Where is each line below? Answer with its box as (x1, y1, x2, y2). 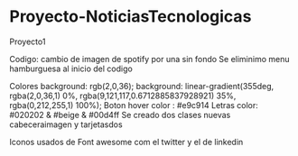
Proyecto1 (9, 36, 46, 47)
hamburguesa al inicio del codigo (9, 63, 133, 74)
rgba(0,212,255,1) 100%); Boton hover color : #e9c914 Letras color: (9, 99, 259, 110)
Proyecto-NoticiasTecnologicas (9, 6, 252, 27)
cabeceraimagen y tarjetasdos (9, 119, 124, 130)
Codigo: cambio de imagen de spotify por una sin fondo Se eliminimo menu (9, 53, 290, 64)
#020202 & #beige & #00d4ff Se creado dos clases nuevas (9, 109, 231, 120)
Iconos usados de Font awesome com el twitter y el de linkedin (9, 136, 244, 147)
